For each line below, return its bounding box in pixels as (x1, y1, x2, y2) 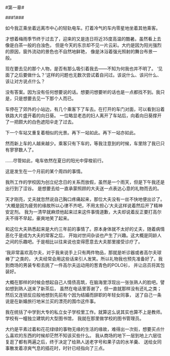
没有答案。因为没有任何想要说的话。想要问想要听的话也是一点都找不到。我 (5, 89, 160, 95)
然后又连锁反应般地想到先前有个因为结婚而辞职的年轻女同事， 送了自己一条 (5, 292, 162, 298)
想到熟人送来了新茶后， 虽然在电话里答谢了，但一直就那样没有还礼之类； (9, 286, 162, 292)
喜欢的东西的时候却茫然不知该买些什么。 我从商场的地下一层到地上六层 (9, 333, 157, 338)
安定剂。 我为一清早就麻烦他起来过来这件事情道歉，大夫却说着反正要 (5, 209, 148, 215)
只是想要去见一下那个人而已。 (14, 95, 76, 101)
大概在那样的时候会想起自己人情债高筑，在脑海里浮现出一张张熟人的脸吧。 (5, 279, 160, 285)
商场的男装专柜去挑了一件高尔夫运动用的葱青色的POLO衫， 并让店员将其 (9, 262, 160, 268)
